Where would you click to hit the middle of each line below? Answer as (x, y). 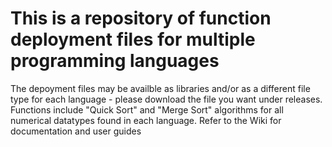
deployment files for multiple (133, 39)
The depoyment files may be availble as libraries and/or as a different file (160, 88)
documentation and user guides (76, 131)
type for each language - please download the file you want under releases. (166, 99)
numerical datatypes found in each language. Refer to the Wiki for (146, 120)
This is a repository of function (141, 18)
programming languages (115, 61)
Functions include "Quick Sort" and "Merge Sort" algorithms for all (147, 109)
